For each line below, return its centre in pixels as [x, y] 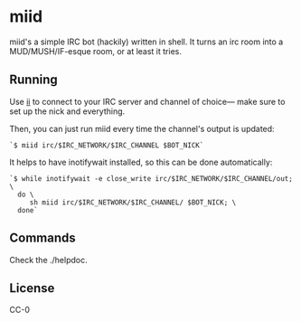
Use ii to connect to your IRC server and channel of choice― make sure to [147, 101]
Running [34, 80]
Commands [43, 238]
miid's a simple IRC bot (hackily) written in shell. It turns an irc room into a [146, 42]
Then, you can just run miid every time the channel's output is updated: [142, 128]
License [32, 288]
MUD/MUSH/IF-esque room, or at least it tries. [96, 51]
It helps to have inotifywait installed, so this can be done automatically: [141, 162]
